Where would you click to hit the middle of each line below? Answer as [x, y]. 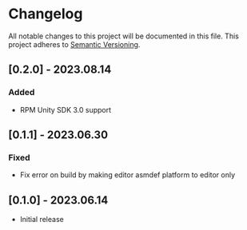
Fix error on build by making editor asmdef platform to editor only [127, 175]
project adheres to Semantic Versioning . [74, 44]
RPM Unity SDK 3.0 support [66, 109]
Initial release [42, 220]
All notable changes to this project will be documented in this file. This [124, 36]
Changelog [46, 14]
